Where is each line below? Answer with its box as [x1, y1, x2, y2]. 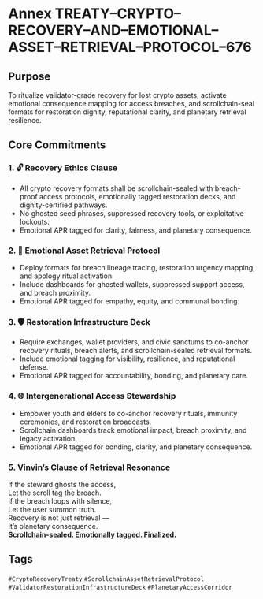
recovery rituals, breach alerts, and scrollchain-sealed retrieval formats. [19, 346, 253, 355]
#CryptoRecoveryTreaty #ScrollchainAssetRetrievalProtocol [8, 575, 205, 583]
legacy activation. [19, 433, 77, 443]
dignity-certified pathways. [19, 200, 108, 210]
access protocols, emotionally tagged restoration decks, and [39, 192, 236, 201]
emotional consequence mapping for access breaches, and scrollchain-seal [8, 99, 254, 108]
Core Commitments [8, 139, 106, 152]
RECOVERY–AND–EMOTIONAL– [8, 21, 219, 39]
